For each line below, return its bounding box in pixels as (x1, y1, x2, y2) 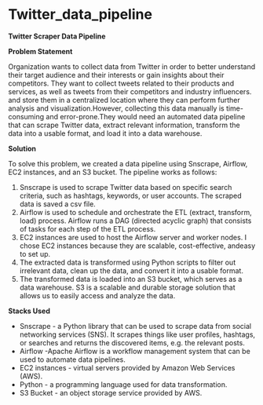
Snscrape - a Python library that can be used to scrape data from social (19, 321, 252, 330)
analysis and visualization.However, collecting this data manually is (8, 104, 225, 113)
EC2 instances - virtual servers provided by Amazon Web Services (19, 363, 236, 372)
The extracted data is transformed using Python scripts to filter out (19, 257, 236, 267)
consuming (8, 111, 45, 121)
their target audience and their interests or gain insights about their (8, 70, 225, 79)
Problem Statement (8, 46, 73, 56)
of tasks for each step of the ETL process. (19, 224, 156, 233)
